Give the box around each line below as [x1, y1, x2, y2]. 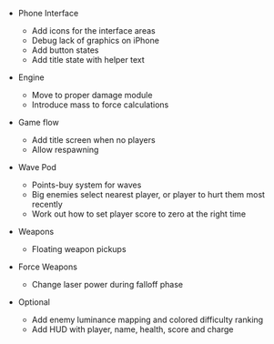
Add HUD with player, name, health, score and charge [31, 324, 234, 335]
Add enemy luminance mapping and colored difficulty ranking [31, 314, 264, 325]
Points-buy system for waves [31, 179, 142, 190]
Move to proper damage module [31, 90, 153, 100]
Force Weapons [17, 261, 77, 272]
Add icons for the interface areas [31, 25, 157, 35]
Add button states [31, 45, 99, 56]
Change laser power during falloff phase [31, 279, 184, 289]
